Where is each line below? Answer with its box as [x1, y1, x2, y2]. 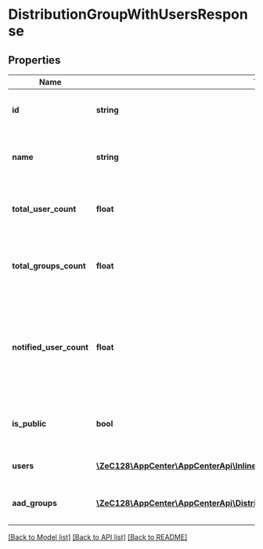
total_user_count [12, 204, 77, 214]
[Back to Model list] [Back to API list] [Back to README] [8, 533, 188, 542]
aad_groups [12, 498, 57, 508]
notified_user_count [12, 342, 88, 352]
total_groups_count [12, 260, 86, 271]
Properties [8, 53, 61, 67]
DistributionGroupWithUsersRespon [8, 5, 248, 24]
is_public [12, 418, 47, 429]
